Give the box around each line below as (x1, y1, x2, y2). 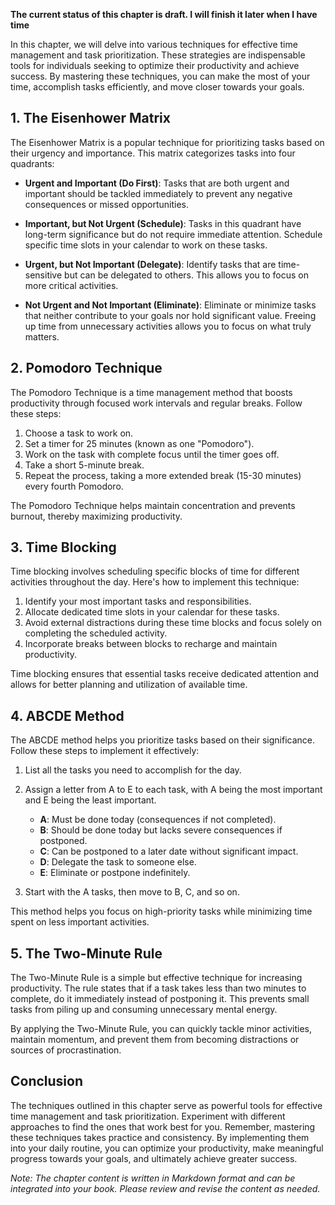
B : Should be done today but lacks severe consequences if (39, 824, 283, 836)
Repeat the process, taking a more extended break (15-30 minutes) (24, 469, 302, 481)
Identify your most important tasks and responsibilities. (24, 595, 252, 608)
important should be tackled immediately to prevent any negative (24, 187, 293, 199)
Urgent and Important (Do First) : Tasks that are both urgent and (24, 177, 290, 189)
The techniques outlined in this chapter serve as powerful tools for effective (10, 1099, 323, 1111)
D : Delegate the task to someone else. (39, 856, 197, 868)
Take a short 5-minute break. (24, 459, 145, 471)
